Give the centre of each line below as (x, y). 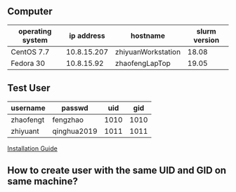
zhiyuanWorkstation (148, 52)
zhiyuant (25, 131)
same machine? (43, 181)
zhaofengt (28, 120)
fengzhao (68, 120)
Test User (29, 88)
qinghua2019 (75, 131)
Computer (30, 12)
